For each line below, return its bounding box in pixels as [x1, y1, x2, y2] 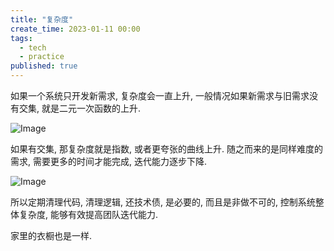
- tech [19, 42, 47, 53]
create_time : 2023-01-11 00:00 [10, 24, 141, 34]
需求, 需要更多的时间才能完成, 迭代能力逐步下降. [10, 156, 207, 167]
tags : [10, 33, 33, 43]
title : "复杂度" [10, 14, 74, 25]
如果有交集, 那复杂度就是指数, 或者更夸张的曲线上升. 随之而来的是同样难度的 [10, 143, 323, 155]
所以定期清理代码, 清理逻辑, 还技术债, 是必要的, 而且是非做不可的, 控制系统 [10, 196, 316, 208]
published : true [10, 61, 78, 71]
